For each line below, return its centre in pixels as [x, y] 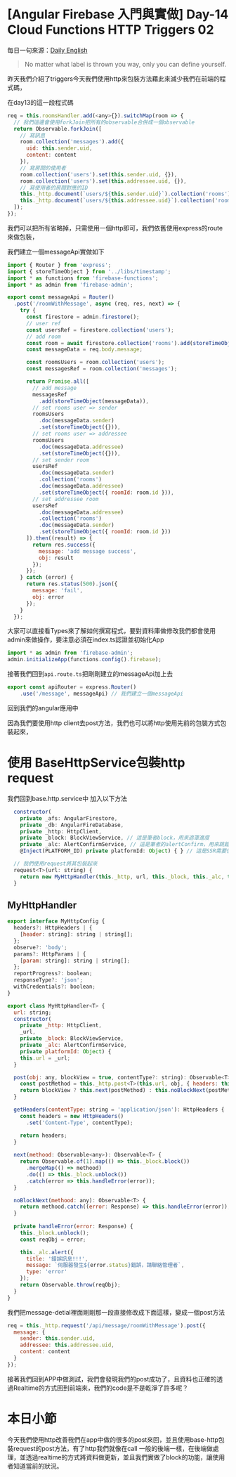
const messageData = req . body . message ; [84, 350]
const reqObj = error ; [53, 1239]
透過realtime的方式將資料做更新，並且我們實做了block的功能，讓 [119, 1457]
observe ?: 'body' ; [41, 947]
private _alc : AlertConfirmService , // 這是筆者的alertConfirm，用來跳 [122, 845]
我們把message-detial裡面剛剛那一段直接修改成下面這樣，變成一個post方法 [116, 1312]
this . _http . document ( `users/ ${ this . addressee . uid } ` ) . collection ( [118, 201]
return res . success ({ [64, 545]
